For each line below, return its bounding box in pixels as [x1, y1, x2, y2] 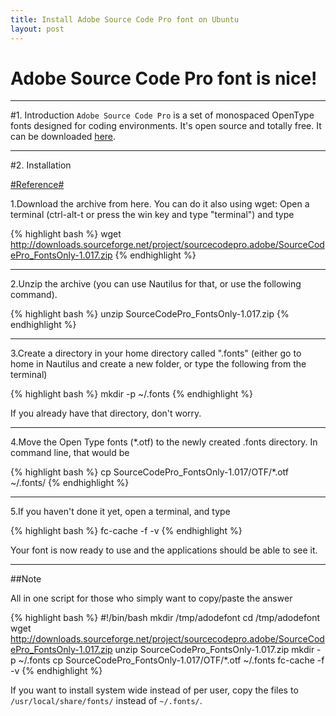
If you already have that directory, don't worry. [10, 407, 202, 420]
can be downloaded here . [10, 131, 117, 143]
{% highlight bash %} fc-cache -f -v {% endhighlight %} [10, 525, 243, 537]
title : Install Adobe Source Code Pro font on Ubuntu [10, 14, 240, 25]
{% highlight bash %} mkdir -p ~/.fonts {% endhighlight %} [10, 388, 253, 400]
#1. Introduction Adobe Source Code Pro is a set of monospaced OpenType [10, 109, 315, 121]
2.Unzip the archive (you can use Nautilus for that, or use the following [10, 278, 302, 290]
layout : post [10, 24, 65, 34]
